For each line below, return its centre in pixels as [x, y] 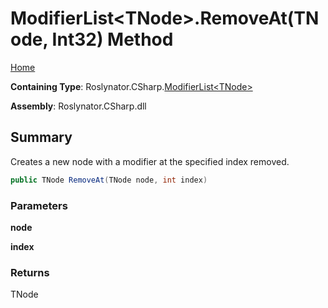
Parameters [39, 205]
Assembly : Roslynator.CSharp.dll [78, 106]
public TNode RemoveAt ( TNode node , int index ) [109, 180]
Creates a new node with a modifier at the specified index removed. [150, 161]
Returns [30, 272]
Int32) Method [112, 39]
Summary [41, 137]
